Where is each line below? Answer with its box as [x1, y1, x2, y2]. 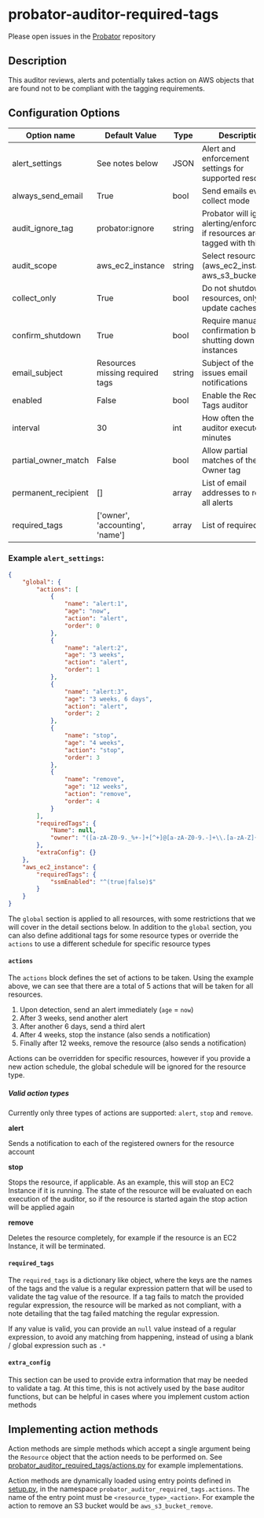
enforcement [201, 153, 250, 164]
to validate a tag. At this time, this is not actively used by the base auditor [8, 1383, 245, 1393]
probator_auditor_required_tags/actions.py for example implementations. [8, 1461, 244, 1470]
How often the [201, 412, 255, 423]
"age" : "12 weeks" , [64, 783, 128, 791]
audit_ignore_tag [12, 223, 74, 234]
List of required [201, 519, 258, 530]
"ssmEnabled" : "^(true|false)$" [49, 878, 156, 886]
